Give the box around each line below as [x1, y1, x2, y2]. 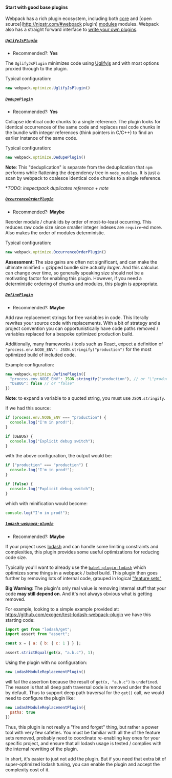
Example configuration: [5, 361, 55, 367]
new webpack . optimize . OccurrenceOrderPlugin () [5, 249, 106, 254]
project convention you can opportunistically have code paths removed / [5, 325, 159, 331]
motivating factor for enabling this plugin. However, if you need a [5, 275, 142, 281]
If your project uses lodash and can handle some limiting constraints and [5, 543, 159, 549]
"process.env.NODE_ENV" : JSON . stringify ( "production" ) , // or [10, 376, 145, 381]
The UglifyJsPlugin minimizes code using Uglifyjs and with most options [5, 60, 159, 66]
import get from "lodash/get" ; [5, 627, 72, 632]
